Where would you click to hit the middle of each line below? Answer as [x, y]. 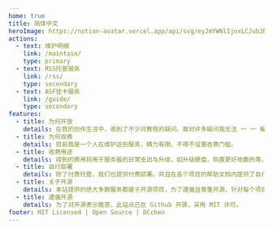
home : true [27, 16]
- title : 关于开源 [44, 182]
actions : [23, 39]
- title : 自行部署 [44, 167]
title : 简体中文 [33, 24]
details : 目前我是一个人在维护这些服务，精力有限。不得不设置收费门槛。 [130, 144]
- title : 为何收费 [44, 136]
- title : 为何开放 [44, 122]
